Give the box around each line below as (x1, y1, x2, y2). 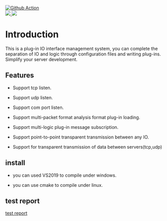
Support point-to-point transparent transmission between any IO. (12, 134, 149, 140)
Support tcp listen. (12, 85, 52, 91)
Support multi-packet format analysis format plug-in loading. (12, 114, 141, 120)
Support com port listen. (12, 104, 64, 110)
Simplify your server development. (5, 56, 78, 62)
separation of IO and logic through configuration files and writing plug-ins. (5, 51, 161, 57)
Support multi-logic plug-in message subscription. (12, 124, 119, 130)
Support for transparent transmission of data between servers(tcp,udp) (12, 144, 162, 150)
